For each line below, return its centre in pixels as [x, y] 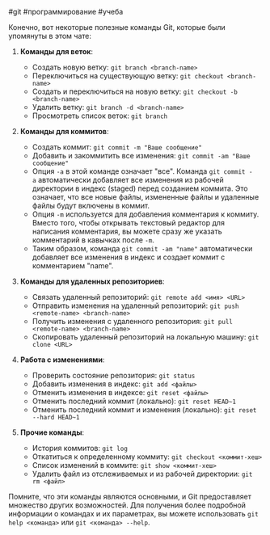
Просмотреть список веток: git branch [100, 116]
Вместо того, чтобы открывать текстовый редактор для [128, 223]
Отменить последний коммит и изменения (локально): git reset [144, 410]
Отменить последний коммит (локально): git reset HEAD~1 [134, 401]
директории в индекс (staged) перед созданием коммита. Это [140, 188]
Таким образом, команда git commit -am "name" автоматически [142, 249]
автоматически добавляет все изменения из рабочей [131, 180]
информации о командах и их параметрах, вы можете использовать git [133, 514]
